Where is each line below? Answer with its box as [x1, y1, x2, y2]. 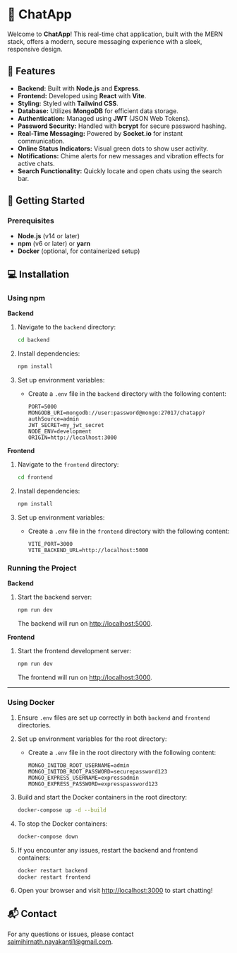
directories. [17, 720, 51, 729]
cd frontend [17, 474, 53, 481]
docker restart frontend [17, 873, 91, 881]
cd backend [17, 337, 50, 344]
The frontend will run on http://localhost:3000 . [17, 673, 153, 682]
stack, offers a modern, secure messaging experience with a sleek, [7, 37, 202, 45]
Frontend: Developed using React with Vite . [17, 91, 147, 100]
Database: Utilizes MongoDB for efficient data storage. [17, 106, 178, 115]
